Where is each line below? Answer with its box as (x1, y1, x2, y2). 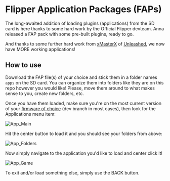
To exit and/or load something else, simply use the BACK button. (5, 169, 140, 175)
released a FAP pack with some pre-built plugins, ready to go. (5, 31, 134, 37)
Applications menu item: (5, 111, 56, 117)
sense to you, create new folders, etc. (5, 90, 84, 97)
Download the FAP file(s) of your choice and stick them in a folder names (5, 74, 158, 80)
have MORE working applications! (5, 46, 76, 52)
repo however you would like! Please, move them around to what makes (5, 85, 155, 91)
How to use (5, 61, 41, 69)
